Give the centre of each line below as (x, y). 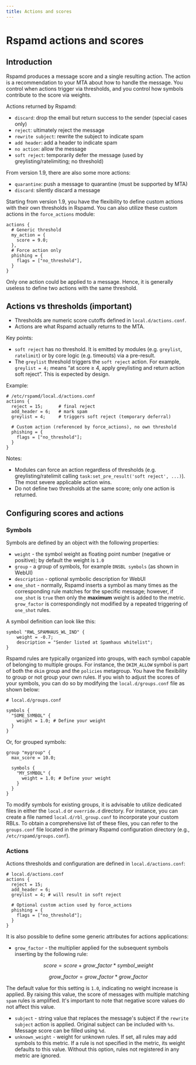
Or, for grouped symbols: (36, 742)
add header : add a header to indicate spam (66, 142)
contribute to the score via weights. (49, 95)
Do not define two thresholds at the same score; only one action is (94, 489)
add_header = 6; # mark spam (49, 412)
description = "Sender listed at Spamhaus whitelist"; (85, 642)
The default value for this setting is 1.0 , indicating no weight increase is (92, 988)
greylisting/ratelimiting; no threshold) (59, 161)
